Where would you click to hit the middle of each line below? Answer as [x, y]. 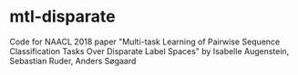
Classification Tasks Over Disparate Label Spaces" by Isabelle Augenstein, [149, 51]
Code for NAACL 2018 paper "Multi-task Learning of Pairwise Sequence [145, 42]
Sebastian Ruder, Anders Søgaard [73, 61]
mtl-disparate [62, 17]
